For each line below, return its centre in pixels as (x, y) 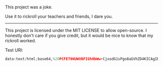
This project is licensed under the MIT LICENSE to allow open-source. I (76, 30)
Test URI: (14, 50)
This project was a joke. (29, 7)
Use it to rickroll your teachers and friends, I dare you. (59, 16)
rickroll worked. (21, 41)
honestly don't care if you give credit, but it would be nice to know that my (79, 35)
